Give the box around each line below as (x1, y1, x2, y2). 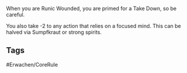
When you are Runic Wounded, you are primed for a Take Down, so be (6, 5, 177, 12)
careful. (6, 11, 25, 18)
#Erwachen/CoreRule (6, 61, 58, 68)
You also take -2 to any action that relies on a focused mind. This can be (6, 23, 181, 29)
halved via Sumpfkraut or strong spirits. (6, 29, 102, 36)
